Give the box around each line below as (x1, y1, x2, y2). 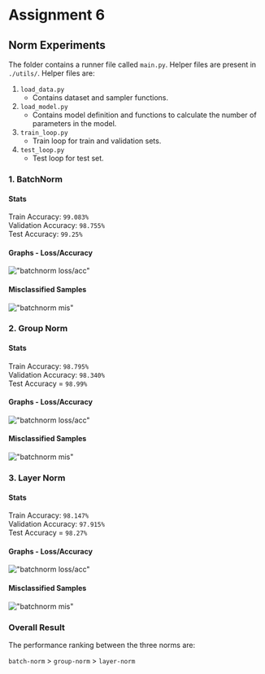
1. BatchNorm (8, 173, 63, 185)
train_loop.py (20, 129, 68, 137)
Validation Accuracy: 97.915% (8, 519, 106, 529)
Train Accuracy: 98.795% (8, 361, 89, 371)
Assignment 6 (8, 6, 106, 24)
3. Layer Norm (8, 472, 66, 484)
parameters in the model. (32, 119, 117, 128)
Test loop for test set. (32, 153, 104, 163)
